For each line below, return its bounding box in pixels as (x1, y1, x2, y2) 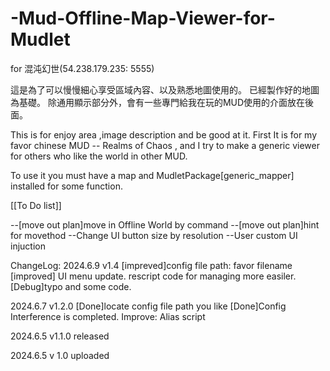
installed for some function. (10, 180, 123, 192)
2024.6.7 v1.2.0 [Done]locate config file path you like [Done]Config (10, 300, 287, 312)
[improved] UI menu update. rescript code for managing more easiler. (10, 270, 297, 282)
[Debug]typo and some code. (10, 280, 132, 292)
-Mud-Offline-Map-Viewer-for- (10, 7, 276, 30)
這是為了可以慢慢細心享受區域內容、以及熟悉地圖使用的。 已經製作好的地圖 (10, 83, 320, 96)
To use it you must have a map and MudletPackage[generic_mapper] (10, 169, 295, 181)
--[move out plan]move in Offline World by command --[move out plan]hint (10, 218, 320, 231)
